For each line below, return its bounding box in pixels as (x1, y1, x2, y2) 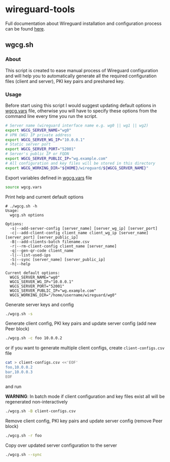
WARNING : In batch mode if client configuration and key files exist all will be (5, 393, 165, 399)
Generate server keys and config (5, 301, 74, 307)
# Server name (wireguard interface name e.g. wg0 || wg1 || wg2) (5, 123, 149, 128)
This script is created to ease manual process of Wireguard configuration (5, 67, 158, 73)
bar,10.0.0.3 (5, 369, 33, 375)
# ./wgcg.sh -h (5, 203, 38, 209)
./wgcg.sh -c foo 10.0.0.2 (5, 335, 62, 341)
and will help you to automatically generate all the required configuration (5, 73, 157, 79)
